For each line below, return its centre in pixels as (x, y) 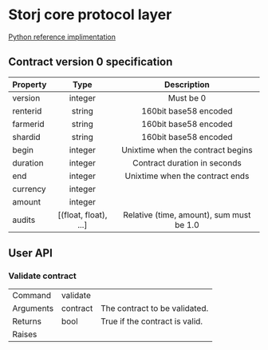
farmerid (29, 124)
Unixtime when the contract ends (187, 176)
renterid (27, 111)
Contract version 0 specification (91, 62)
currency (29, 189)
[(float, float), (83, 215)
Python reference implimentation (62, 37)
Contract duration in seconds (187, 163)
